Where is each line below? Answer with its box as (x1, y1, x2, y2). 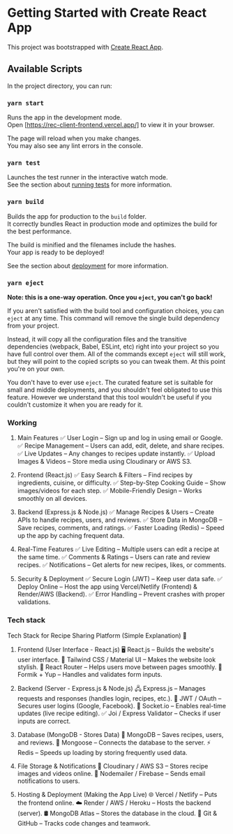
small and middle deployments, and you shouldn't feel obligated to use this (7, 386, 223, 394)
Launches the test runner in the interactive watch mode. (7, 173, 169, 182)
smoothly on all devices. (17, 495, 87, 503)
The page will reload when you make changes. (7, 134, 142, 142)
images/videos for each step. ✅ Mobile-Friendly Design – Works (17, 487, 202, 495)
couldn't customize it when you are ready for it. (7, 400, 143, 409)
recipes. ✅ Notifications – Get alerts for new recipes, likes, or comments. (17, 561, 227, 569)
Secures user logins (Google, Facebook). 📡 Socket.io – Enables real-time (17, 701, 227, 710)
